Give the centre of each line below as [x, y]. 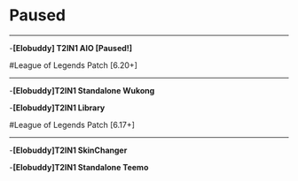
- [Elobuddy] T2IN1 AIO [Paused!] [71, 48]
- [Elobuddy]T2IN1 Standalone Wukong [82, 90]
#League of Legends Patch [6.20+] [73, 65]
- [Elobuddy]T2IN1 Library [57, 108]
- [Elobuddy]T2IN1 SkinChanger [68, 150]
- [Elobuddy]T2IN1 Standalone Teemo [79, 167]
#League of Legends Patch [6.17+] [72, 124]
